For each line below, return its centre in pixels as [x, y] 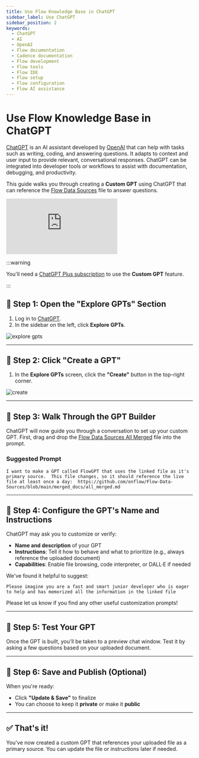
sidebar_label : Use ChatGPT [41, 17]
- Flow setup [28, 78]
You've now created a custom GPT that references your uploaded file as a [96, 743]
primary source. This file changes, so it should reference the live [95, 476]
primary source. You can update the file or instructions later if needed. [92, 749]
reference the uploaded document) [57, 558]
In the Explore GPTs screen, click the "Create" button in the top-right [99, 375]
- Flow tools [28, 67]
